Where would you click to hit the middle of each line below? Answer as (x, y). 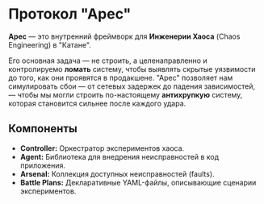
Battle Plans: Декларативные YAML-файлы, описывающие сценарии (138, 182)
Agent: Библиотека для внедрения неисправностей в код (119, 156)
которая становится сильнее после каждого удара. (97, 103)
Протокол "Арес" (70, 14)
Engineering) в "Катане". (50, 44)
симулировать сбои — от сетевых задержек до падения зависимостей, (132, 86)
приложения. (43, 165)
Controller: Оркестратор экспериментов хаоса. (102, 148)
